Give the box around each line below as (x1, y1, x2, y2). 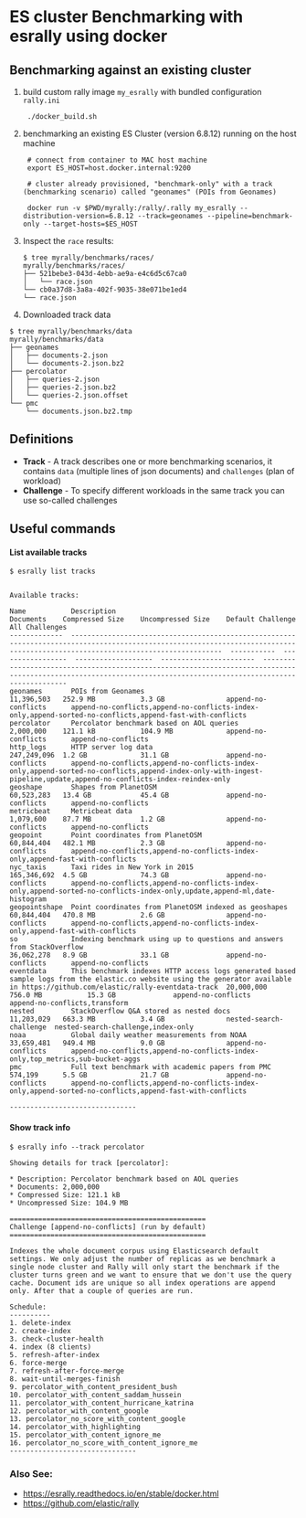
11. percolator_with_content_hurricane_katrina (9, 1398, 195, 1407)
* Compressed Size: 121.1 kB (9, 1190, 121, 1199)
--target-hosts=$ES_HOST (43, 219, 139, 228)
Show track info (9, 1122, 71, 1132)
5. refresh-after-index (9, 1350, 100, 1359)
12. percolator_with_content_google (9, 1406, 149, 1416)
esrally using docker (9, 26, 168, 47)
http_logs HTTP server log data (9, 743, 153, 752)
